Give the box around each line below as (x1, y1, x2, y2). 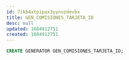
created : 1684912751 (6, 32, 59, 38)
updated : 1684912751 (6, 25, 59, 32)
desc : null (6, 20, 34, 26)
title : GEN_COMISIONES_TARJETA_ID (6, 15, 94, 21)
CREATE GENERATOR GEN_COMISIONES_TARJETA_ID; (6, 48, 124, 55)
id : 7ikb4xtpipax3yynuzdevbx (6, 8, 80, 15)
